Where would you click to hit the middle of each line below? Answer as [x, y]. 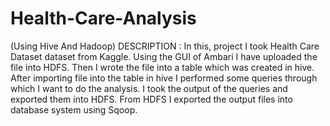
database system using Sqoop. [74, 109]
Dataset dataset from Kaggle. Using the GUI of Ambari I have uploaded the [164, 56]
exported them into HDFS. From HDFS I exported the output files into [151, 99]
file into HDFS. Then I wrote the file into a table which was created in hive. [162, 67]
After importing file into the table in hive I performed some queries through [164, 78]
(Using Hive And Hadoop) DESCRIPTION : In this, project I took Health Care [165, 46]
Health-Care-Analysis [103, 18]
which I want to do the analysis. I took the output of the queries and [149, 88]
